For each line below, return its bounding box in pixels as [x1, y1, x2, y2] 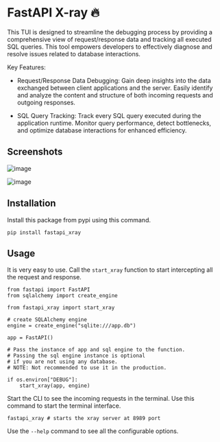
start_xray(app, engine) [19, 382, 90, 389]
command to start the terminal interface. [7, 402, 121, 410]
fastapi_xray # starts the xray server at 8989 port [7, 415, 161, 422]
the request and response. [7, 273, 82, 281]
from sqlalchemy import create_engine [7, 292, 118, 299]
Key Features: [7, 63, 46, 71]
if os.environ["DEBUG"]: [7, 376, 78, 384]
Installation [7, 198, 56, 209]
